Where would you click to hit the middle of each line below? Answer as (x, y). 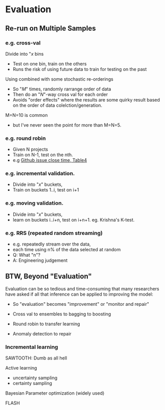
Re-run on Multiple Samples (51, 28)
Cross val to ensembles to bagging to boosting (62, 314)
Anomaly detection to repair (42, 333)
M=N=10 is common (27, 115)
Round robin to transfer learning (46, 324)
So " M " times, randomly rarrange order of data (62, 89)
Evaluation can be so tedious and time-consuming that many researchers (82, 288)
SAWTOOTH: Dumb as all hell (36, 358)
